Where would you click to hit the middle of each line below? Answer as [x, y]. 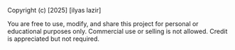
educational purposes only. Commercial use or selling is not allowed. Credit [117, 31]
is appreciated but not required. [54, 39]
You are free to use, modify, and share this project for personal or [103, 24]
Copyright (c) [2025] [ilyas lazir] [54, 10]
